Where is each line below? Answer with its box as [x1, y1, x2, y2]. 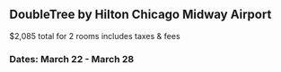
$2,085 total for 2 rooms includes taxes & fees [9, 30, 181, 41]
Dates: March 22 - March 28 [9, 52, 135, 65]
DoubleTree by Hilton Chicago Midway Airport [9, 7, 272, 22]
